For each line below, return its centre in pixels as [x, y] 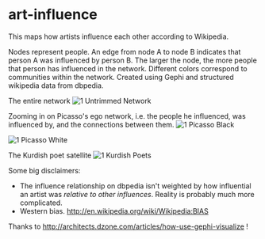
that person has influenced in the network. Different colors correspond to [128, 68]
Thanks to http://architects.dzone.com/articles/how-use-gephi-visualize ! [128, 226]
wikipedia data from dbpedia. [56, 85]
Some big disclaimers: [44, 170]
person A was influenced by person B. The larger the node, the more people [133, 60]
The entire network [39, 101]
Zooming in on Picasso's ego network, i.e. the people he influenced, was [127, 116]
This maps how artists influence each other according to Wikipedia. [119, 36]
